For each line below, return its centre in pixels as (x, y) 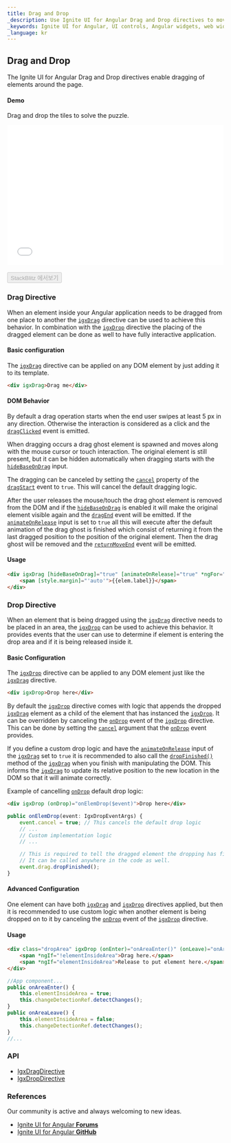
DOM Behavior (28, 401)
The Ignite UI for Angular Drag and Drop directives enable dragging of (106, 77)
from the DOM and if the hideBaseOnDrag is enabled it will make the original (112, 507)
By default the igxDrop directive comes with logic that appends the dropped (114, 706)
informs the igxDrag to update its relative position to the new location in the (113, 770)
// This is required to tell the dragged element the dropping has (118, 854)
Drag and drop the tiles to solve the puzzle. (68, 116)
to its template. (28, 373)
